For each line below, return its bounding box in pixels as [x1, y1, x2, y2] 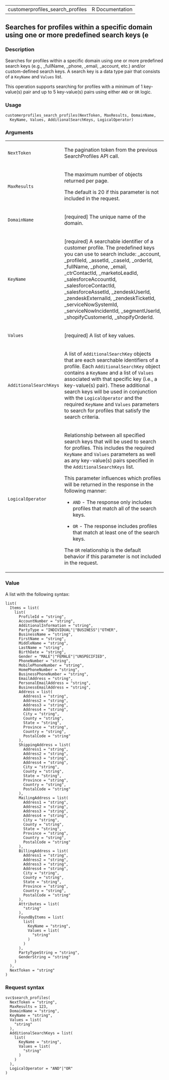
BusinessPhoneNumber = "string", [18, 671, 89, 676]
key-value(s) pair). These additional [64, 382, 150, 389]
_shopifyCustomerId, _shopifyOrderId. [64, 314, 154, 321]
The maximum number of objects [64, 171, 142, 178]
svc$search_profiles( [5, 995, 51, 1000]
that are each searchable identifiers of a [64, 357, 158, 364]
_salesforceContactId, [64, 282, 116, 289]
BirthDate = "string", [18, 649, 66, 655]
